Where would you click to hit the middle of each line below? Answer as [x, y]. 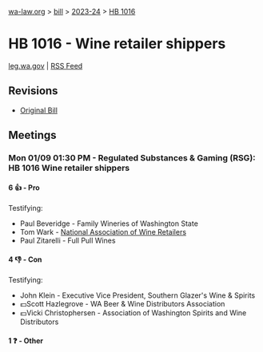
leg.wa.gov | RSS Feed [46, 65]
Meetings [33, 135]
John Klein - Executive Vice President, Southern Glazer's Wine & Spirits [137, 295]
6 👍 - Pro [24, 188]
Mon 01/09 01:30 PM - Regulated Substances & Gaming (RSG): [132, 158]
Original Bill [39, 110]
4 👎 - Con [25, 259]
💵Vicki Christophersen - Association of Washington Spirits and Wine [133, 313]
